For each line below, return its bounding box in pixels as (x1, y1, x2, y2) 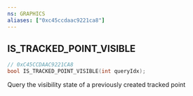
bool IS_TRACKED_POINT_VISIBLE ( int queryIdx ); (7, 68, 146, 75)
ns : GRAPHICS (7, 10, 46, 18)
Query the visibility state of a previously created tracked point (7, 81, 186, 89)
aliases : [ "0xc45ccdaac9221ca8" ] (7, 17, 105, 24)
